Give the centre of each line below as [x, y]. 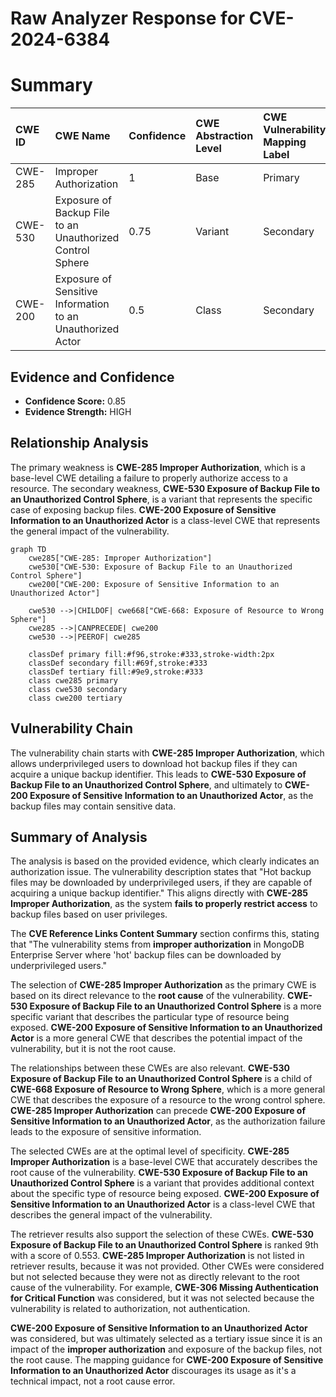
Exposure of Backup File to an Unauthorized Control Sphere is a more [175, 1006]
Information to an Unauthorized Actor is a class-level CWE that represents [165, 520]
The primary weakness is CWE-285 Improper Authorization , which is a [158, 467]
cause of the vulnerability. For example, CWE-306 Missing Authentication [164, 1288]
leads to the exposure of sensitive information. [106, 1132]
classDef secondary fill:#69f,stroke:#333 [118, 663]
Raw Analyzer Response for [128, 18]
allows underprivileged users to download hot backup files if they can [154, 763]
